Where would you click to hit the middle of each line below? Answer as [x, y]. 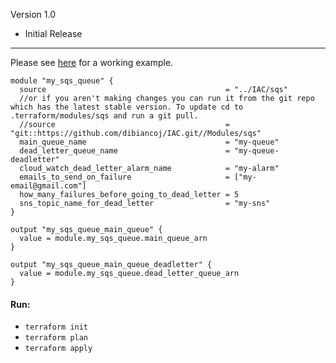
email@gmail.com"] [48, 186]
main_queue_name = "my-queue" [149, 142]
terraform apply [58, 349]
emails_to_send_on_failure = [124, 177]
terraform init [56, 327]
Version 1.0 [33, 14]
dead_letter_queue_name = [124, 151]
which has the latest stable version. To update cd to [127, 107]
